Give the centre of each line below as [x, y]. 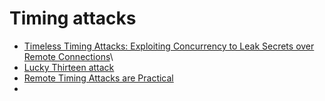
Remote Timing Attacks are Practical [98, 78]
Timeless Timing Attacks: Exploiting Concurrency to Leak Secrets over [169, 46]
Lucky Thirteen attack [69, 67]
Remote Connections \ [68, 56]
